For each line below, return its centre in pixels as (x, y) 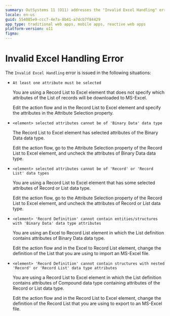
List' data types (31, 173)
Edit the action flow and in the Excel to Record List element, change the (87, 248)
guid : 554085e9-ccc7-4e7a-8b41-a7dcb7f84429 (53, 19)
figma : (12, 33)
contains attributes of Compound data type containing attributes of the (86, 283)
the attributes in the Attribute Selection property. (63, 113)
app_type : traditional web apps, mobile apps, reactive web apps (75, 24)
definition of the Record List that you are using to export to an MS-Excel (87, 303)
